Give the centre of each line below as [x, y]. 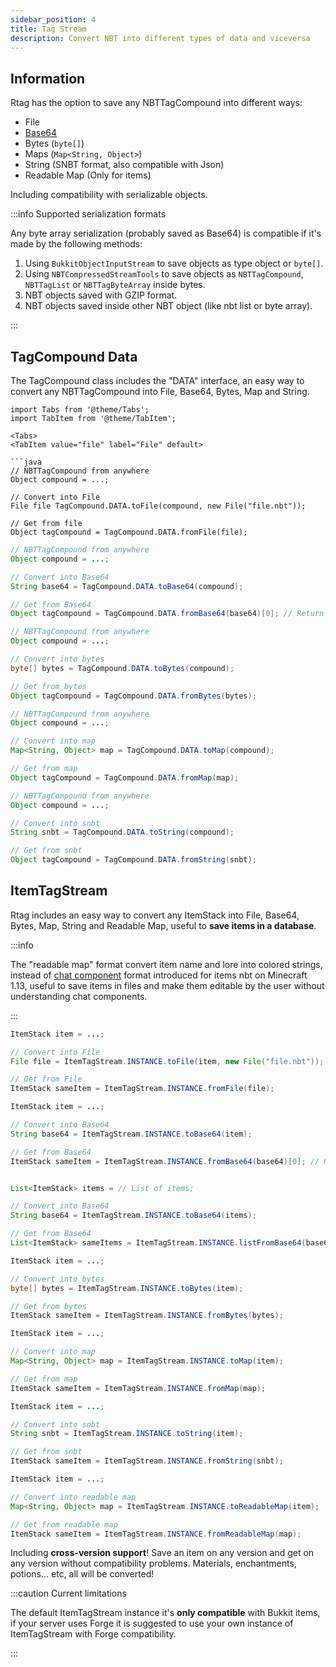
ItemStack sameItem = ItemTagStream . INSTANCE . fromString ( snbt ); [147, 1461]
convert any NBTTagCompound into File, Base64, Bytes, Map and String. [160, 391]
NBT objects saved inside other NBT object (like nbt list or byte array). [168, 306]
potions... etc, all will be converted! [82, 1574]
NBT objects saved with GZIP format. [101, 295]
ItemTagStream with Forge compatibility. [93, 1634]
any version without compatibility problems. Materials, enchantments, [153, 1563]
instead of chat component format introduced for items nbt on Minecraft [159, 975]
